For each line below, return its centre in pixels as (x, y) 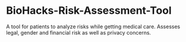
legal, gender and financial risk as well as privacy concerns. (79, 32)
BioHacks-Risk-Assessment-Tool (89, 11)
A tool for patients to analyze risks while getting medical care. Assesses (93, 26)
